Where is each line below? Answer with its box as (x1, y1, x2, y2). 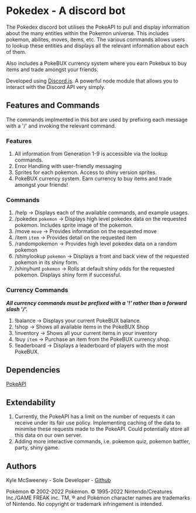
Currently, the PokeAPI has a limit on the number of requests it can (14, 413, 176, 420)
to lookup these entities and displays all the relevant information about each (6, 42, 189, 49)
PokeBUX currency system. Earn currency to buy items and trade (14, 175, 172, 182)
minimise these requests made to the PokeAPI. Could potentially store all (14, 426, 190, 433)
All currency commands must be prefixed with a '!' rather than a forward (6, 299, 187, 306)
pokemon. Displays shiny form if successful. (14, 271, 122, 279)
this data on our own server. (14, 432, 82, 439)
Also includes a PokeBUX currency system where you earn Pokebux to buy (6, 60, 187, 67)
